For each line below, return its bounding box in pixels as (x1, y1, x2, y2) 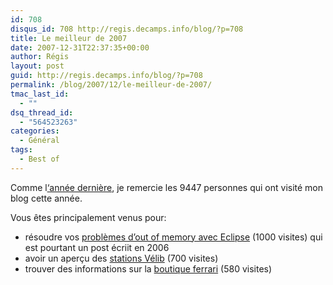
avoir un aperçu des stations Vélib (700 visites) (24, 252, 219, 264)
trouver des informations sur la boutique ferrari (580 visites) (24, 262, 273, 275)
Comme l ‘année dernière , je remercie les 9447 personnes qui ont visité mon (10, 181, 324, 193)
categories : (10, 126, 60, 136)
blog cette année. (10, 192, 83, 204)
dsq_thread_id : (10, 107, 74, 118)
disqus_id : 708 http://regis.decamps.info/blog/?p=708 (10, 24, 244, 34)
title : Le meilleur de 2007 (10, 33, 128, 43)
